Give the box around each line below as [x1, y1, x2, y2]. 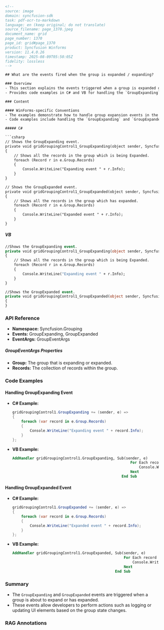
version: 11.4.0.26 [5, 50, 45, 54]
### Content [5, 99, 29, 104]
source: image [5, 8, 34, 14]
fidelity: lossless [5, 59, 45, 64]
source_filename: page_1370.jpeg [5, 27, 73, 32]
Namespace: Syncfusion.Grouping [12, 326, 82, 332]
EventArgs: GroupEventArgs [12, 336, 70, 342]
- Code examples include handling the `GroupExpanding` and [5, 117, 130, 122]
